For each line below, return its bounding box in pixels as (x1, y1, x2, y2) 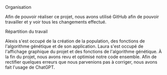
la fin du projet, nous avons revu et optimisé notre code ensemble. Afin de (5, 54, 157, 60)
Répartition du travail (5, 29, 48, 34)
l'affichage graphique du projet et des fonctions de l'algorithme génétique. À (5, 49, 162, 54)
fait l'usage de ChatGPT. (5, 64, 56, 70)
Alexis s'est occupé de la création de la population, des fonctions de (5, 38, 145, 44)
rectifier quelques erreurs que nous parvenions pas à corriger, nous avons (5, 59, 158, 65)
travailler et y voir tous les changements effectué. (5, 19, 107, 25)
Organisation (5, 4, 31, 10)
